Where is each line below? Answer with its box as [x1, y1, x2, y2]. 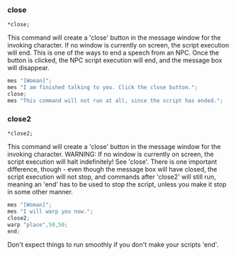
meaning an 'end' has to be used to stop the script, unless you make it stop [7, 180, 227, 189]
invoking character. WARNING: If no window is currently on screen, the [7, 150, 214, 159]
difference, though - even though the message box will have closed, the [7, 165, 218, 174]
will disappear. [7, 64, 50, 72]
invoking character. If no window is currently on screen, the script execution [7, 41, 230, 50]
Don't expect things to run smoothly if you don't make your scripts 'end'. [7, 240, 219, 249]
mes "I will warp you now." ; [7, 208, 94, 215]
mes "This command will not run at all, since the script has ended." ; [7, 97, 223, 104]
